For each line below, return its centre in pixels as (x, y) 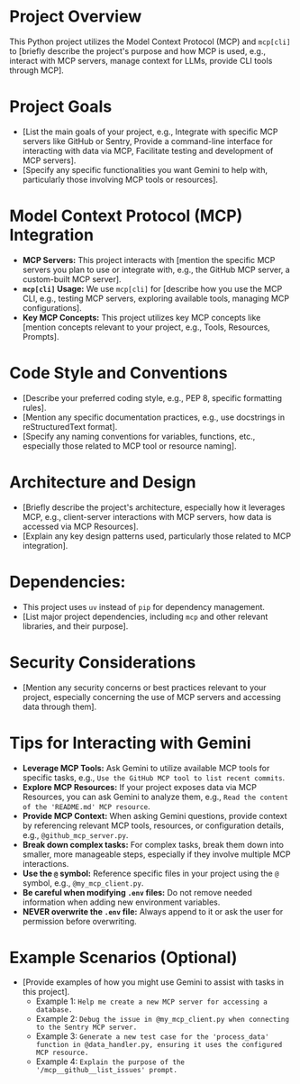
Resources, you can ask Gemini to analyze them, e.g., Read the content (155, 797)
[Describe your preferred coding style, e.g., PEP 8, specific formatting (152, 397)
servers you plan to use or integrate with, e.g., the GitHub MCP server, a (156, 269)
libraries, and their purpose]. (75, 626)
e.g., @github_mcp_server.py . (75, 834)
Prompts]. (41, 336)
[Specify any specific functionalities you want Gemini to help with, (145, 169)
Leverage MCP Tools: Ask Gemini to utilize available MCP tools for (146, 768)
